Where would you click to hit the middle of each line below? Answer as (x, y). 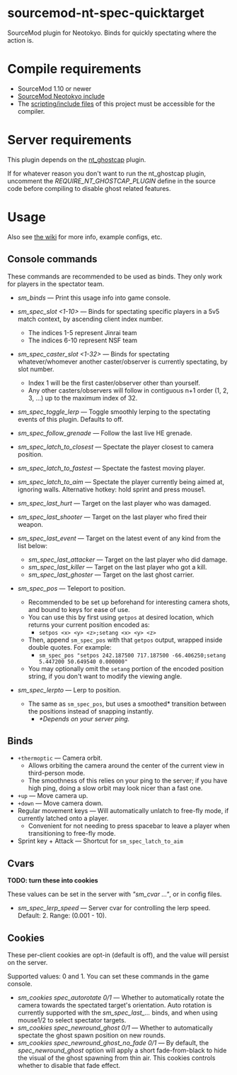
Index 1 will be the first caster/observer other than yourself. (114, 383)
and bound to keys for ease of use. (79, 609)
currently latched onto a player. (63, 819)
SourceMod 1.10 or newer (54, 88)
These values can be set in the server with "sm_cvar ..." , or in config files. (115, 894)
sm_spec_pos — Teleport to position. (71, 588)
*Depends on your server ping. (84, 719)
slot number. (36, 369)
